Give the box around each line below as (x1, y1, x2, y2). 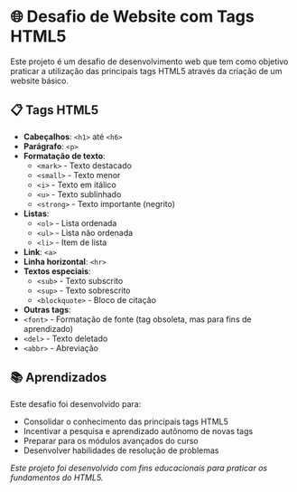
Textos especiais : (23, 265, 91, 277)
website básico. (10, 75, 70, 86)
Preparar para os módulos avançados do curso (23, 435, 199, 446)
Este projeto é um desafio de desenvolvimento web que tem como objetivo (10, 56, 289, 67)
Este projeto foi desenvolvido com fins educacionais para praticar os (10, 462, 268, 473)
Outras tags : (23, 304, 71, 315)
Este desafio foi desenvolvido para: (10, 398, 142, 409)
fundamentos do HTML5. (10, 472, 104, 483)
